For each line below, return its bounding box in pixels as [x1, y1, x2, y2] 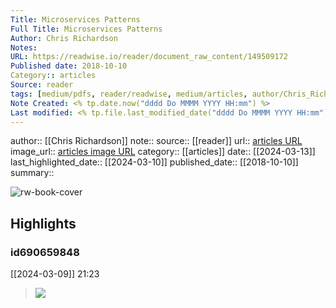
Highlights [10, 215, 77, 232]
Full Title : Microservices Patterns [10, 24, 163, 34]
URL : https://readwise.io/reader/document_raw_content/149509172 [10, 52, 288, 62]
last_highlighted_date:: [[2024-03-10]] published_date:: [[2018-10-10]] [10, 156, 299, 168]
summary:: [10, 167, 55, 179]
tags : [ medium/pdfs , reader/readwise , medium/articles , [10, 89, 248, 99]
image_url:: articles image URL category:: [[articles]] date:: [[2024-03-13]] [10, 146, 316, 158]
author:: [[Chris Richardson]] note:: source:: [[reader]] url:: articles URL [10, 135, 303, 147]
